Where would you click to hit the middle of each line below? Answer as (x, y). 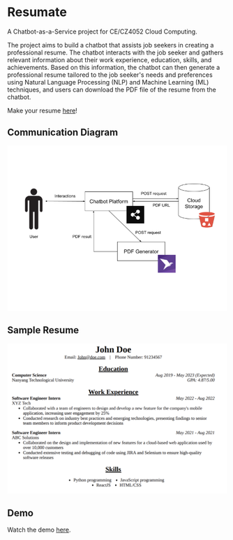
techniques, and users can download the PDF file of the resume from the (112, 89)
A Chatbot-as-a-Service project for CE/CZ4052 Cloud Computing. (102, 31)
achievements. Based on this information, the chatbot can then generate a (114, 67)
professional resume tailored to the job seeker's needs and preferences (110, 75)
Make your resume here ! (43, 110)
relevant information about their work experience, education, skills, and (110, 59)
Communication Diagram (63, 132)
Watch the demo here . (39, 530)
